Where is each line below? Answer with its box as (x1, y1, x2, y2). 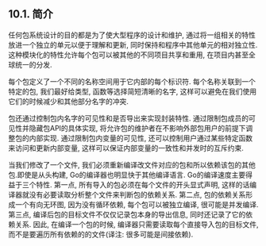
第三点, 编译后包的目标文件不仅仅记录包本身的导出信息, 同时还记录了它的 (8, 209, 246, 219)
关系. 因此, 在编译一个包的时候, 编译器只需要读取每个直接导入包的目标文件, (14, 219, 259, 229)
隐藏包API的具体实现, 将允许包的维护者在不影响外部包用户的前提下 (29, 123, 246, 133)
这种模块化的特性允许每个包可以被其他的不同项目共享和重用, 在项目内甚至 (8, 50, 249, 60)
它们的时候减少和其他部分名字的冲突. (8, 96, 129, 106)
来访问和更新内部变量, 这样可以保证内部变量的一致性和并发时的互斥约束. (8, 143, 245, 152)
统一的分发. (14, 60, 53, 69)
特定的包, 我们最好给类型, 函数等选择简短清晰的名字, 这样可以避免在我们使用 (8, 86, 256, 96)
